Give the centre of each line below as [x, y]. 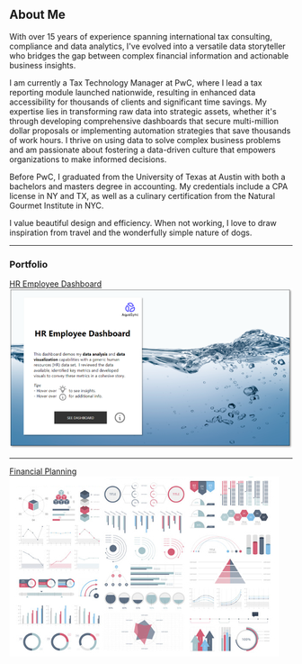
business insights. [43, 65]
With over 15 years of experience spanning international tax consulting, [141, 36]
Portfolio [29, 264]
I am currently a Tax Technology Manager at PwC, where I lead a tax [136, 82]
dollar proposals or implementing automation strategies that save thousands [150, 131]
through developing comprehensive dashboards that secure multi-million [144, 121]
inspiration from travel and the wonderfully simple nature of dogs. [131, 232]
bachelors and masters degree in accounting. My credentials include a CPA [149, 186]
